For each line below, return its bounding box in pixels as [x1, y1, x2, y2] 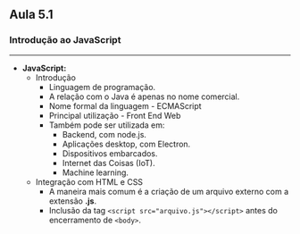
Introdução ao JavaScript [9, 34, 121, 46]
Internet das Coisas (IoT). [62, 157, 155, 168]
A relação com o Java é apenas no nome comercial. [48, 91, 240, 102]
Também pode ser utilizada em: [48, 120, 165, 130]
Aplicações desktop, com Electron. [62, 138, 191, 149]
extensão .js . [48, 196, 96, 206]
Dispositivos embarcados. [62, 147, 158, 159]
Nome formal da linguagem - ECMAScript [48, 100, 203, 111]
